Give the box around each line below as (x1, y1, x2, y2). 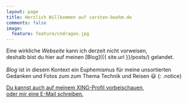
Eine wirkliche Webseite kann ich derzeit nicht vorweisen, (6, 47, 148, 54)
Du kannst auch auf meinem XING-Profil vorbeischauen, (6, 84, 144, 91)
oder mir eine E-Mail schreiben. (6, 90, 84, 98)
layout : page (6, 8, 39, 15)
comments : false (6, 20, 47, 26)
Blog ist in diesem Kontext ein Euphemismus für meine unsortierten (6, 66, 172, 73)
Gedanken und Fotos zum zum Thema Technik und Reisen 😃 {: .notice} (6, 73, 182, 80)
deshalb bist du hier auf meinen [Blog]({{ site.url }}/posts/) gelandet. (6, 54, 174, 61)
